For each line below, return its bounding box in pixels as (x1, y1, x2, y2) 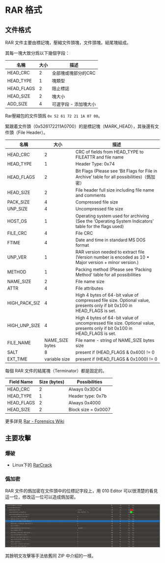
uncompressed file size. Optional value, (75, 320, 155, 326)
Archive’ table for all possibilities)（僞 (75, 173, 151, 180)
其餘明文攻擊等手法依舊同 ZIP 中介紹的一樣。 (5, 553, 96, 559)
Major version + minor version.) (75, 260, 139, 265)
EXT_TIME (7, 356, 28, 362)
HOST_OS (7, 218, 27, 224)
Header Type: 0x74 (75, 161, 115, 167)
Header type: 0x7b (68, 393, 107, 399)
